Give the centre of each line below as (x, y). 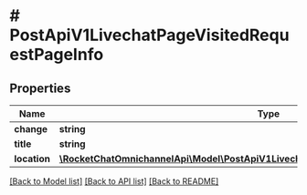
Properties (40, 88)
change (31, 129)
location (32, 159)
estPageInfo (57, 55)
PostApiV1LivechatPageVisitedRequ (149, 35)
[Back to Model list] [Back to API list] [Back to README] (114, 181)
